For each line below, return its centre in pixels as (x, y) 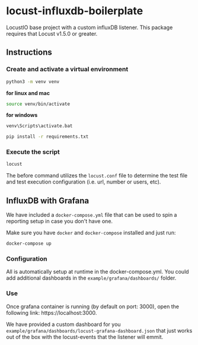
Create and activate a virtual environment (67, 69)
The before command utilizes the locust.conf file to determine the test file (97, 176)
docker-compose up (29, 244)
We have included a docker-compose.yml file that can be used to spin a (92, 215)
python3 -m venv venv (33, 81)
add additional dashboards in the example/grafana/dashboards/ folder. (91, 278)
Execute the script (33, 152)
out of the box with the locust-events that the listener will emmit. (85, 337)
